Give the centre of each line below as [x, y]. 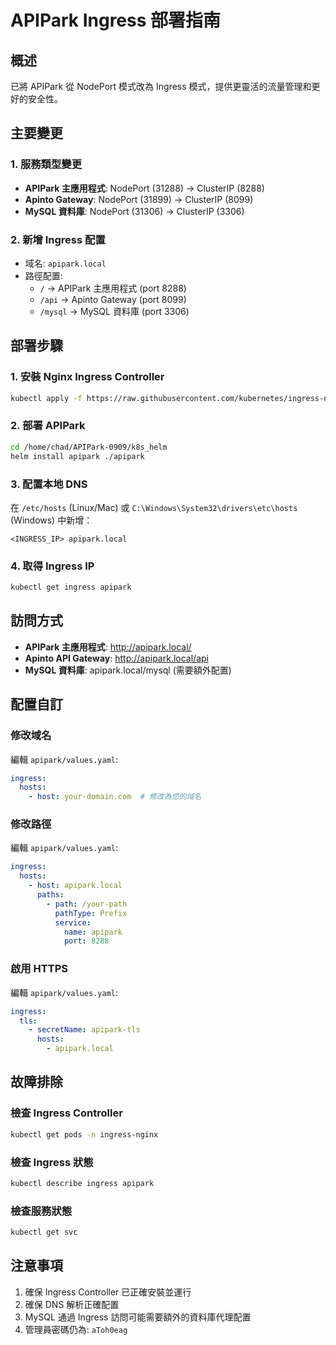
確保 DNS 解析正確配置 [72, 1304]
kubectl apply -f [46, 398]
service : [73, 922]
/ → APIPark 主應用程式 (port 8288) [113, 288]
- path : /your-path [87, 904]
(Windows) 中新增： [51, 520]
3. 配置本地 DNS [49, 484]
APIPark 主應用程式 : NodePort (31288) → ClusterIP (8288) [144, 188]
